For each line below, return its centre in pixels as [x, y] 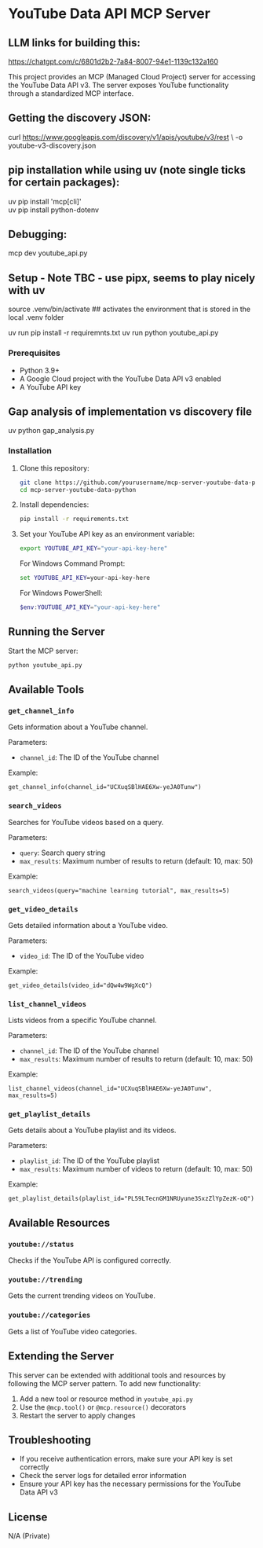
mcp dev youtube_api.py [48, 253]
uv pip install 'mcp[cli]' [45, 201]
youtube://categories [49, 1315]
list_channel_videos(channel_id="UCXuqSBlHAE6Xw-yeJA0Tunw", [110, 1089]
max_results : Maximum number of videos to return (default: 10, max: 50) [136, 1169]
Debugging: [38, 235]
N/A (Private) [29, 1536]
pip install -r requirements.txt [74, 519]
